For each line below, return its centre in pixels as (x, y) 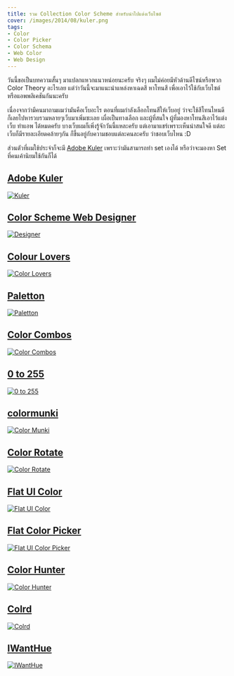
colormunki (33, 414)
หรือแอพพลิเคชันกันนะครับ (38, 95)
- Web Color (25, 54)
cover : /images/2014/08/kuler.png (58, 20)
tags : (15, 27)
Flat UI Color (35, 491)
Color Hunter (36, 570)
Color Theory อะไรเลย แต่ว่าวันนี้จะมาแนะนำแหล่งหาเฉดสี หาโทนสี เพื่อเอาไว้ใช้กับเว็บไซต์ (114, 87)
